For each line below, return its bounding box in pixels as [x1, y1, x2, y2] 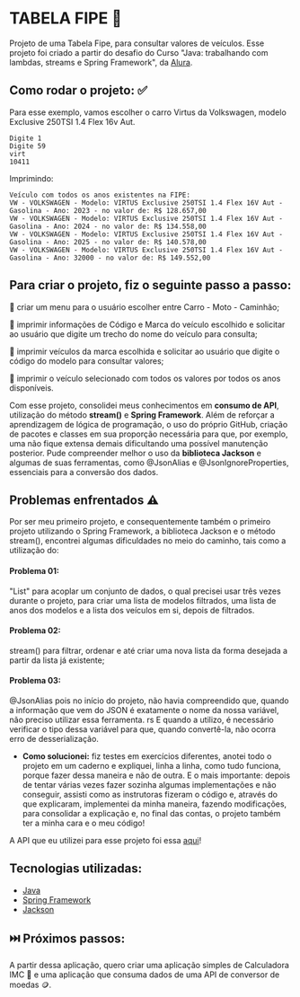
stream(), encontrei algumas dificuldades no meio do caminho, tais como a [9, 535, 287, 546]
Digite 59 [9, 141, 47, 151]
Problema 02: [9, 625, 61, 636]
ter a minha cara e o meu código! [22, 817, 146, 828]
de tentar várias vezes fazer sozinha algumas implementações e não [22, 779, 277, 790]
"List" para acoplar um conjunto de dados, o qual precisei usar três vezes [9, 586, 281, 596]
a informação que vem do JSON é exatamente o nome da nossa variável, [9, 704, 280, 715]
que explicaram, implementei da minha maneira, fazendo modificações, [22, 798, 287, 809]
